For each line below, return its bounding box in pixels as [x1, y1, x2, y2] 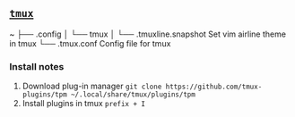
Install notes [9, 60, 65, 72]
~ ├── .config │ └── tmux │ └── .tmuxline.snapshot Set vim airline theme [9, 29, 287, 39]
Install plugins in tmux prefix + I [22, 98, 146, 109]
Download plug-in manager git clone [22, 80, 162, 92]
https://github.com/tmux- [165, 82, 263, 92]
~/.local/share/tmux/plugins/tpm [70, 90, 195, 99]
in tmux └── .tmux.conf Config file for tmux [9, 38, 171, 48]
